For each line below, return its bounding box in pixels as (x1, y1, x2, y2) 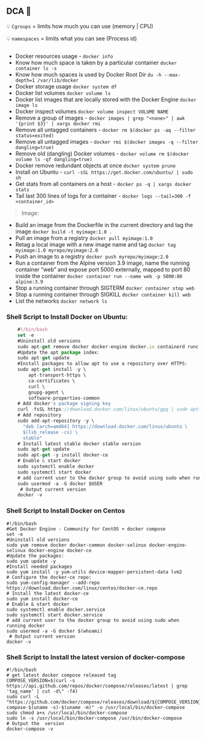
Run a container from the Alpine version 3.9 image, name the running (15, 259, 190, 266)
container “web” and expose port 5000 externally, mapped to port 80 (15, 265, 191, 273)
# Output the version (6, 720, 64, 726)
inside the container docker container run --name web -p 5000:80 (15, 272, 183, 279)
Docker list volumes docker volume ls (15, 89, 111, 96)
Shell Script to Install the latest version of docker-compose (6, 653, 185, 661)
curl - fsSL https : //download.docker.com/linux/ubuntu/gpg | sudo (17, 406, 188, 413)
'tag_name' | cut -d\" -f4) (6, 688, 78, 694)
